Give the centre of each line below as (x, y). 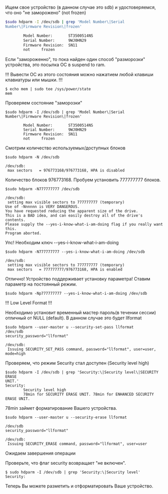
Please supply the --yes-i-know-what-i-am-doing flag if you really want (84, 225)
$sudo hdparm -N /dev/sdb (32, 157)
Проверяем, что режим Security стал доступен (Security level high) (77, 363)
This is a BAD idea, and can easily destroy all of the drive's (74, 216)
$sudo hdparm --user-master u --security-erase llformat (66, 418)
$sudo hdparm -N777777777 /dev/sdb (43, 189)
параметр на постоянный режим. (41, 284)
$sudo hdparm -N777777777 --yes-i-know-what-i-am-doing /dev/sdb (75, 252)
